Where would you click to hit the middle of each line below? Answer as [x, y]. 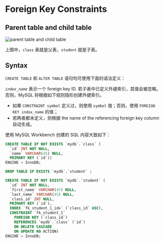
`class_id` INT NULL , [32, 199]
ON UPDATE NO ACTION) [36, 231]
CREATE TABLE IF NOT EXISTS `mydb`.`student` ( [55, 181]
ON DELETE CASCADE [33, 227]
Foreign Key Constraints [56, 9]
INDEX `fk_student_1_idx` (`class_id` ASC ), [56, 208]
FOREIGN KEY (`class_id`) [41, 218]
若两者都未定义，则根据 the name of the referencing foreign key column [86, 118]
